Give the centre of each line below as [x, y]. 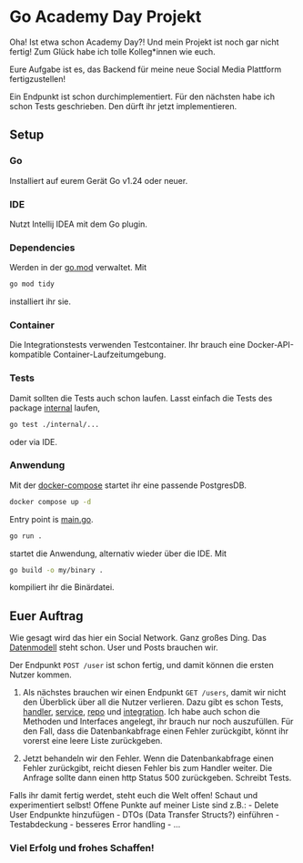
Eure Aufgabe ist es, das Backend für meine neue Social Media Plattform [146, 69]
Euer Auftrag [46, 616]
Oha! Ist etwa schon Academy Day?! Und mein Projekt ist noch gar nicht [144, 42]
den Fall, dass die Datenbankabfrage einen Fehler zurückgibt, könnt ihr [156, 731]
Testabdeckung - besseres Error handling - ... [95, 825]
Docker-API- [270, 345]
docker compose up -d [50, 502]
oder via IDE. [33, 442]
